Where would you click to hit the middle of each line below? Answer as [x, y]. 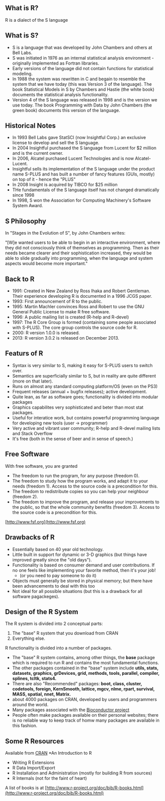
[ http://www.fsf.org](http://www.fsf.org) [45, 522]
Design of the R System [42, 611]
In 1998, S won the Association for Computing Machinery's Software [82, 200]
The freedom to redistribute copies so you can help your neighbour [81, 491]
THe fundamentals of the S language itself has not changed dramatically [86, 190]
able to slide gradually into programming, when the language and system [79, 258]
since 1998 [23, 195]
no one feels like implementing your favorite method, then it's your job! [84, 570]
